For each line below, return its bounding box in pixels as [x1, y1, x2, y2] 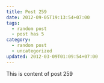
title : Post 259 [6, 8, 47, 15]
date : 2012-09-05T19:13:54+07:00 [6, 14, 90, 20]
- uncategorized [11, 48, 52, 54]
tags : [6, 20, 20, 26]
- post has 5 [11, 31, 44, 37]
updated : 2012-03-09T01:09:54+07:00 [6, 54, 98, 60]
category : [6, 37, 31, 43]
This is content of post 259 [6, 70, 73, 77]
